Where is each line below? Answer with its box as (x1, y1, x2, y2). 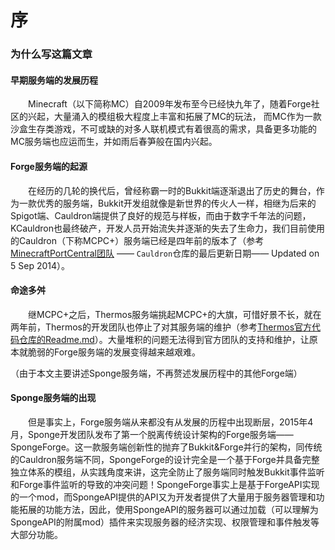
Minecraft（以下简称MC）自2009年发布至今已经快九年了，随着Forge (28, 98, 312, 110)
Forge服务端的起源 (10, 160, 88, 172)
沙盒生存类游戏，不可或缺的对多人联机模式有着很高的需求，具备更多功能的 (10, 123, 317, 135)
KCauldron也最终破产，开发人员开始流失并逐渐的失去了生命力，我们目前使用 (10, 222, 325, 234)
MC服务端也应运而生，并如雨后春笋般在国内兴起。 (10, 136, 218, 148)
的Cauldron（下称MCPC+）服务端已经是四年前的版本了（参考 (10, 234, 265, 246)
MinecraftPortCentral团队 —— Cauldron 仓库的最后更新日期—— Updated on (10, 247, 320, 259)
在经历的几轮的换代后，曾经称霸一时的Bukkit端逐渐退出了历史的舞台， (28, 184, 317, 196)
